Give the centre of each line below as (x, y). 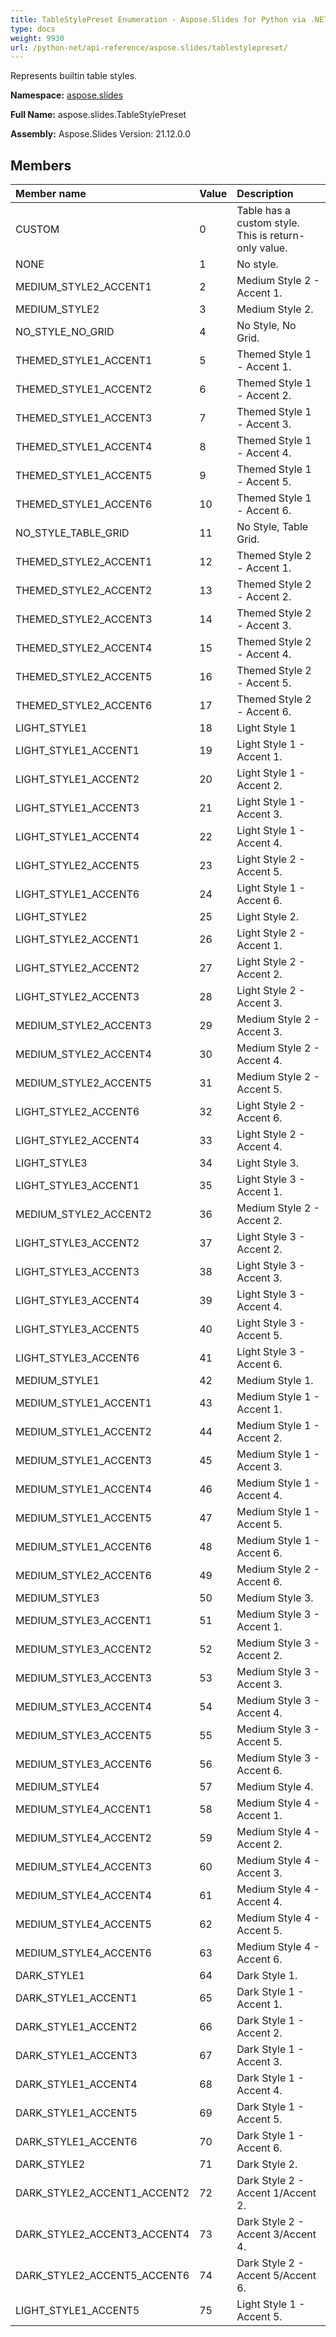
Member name (51, 194)
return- (287, 236)
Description (265, 194)
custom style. (268, 223)
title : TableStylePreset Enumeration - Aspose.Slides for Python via (158, 19)
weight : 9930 (37, 38)
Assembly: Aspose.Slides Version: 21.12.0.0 (101, 134)
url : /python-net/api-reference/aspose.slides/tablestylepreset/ (149, 47)
